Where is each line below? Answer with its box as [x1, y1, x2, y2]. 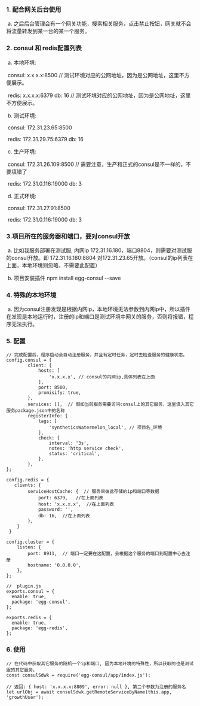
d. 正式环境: [7, 192, 37, 199]
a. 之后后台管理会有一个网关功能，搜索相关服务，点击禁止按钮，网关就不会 [7, 20, 192, 28]
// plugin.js [6, 583, 42, 589]
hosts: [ [38, 368, 60, 374]
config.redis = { [6, 477, 50, 483]
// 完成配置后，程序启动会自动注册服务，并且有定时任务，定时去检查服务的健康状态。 [6, 352, 188, 358]
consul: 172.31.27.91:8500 [7, 204, 70, 211]
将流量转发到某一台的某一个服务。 [6, 28, 90, 35]
